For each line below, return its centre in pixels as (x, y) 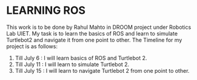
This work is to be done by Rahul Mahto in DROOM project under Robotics (99, 27)
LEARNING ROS (46, 11)
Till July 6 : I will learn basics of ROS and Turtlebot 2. (81, 58)
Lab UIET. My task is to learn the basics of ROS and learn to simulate (92, 33)
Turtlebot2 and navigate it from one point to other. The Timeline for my (94, 40)
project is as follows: (32, 46)
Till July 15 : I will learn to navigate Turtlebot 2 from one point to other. (102, 70)
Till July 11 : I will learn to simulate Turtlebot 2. (72, 64)
